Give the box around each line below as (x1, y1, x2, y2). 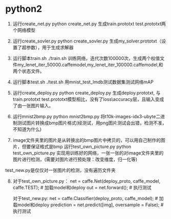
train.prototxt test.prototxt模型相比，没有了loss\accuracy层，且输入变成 (12, 96, 164, 102)
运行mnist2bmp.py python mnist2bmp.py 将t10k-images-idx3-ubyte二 (12, 113, 161, 119)
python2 (5, 3, 42, 15)
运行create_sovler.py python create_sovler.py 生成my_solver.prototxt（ (12, 38, 162, 44)
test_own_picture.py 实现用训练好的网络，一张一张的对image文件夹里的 (12, 149, 164, 156)
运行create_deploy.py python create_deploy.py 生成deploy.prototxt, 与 (12, 90, 161, 96)
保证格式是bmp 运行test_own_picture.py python (30, 143, 132, 149)
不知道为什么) (12, 126, 42, 132)
